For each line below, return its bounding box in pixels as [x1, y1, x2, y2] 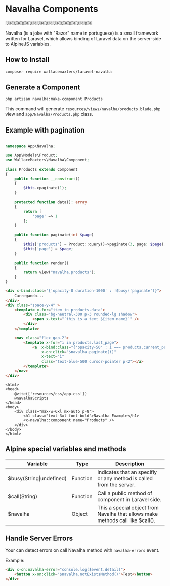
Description [115, 460, 144, 467]
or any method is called [97, 475, 153, 482]
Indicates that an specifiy [97, 468, 157, 475]
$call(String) [8, 493, 38, 500]
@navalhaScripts [14, 396, 49, 401]
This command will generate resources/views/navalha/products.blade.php [5, 106, 161, 112]
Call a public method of [97, 490, 153, 497]
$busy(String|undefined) [8, 475, 67, 482]
